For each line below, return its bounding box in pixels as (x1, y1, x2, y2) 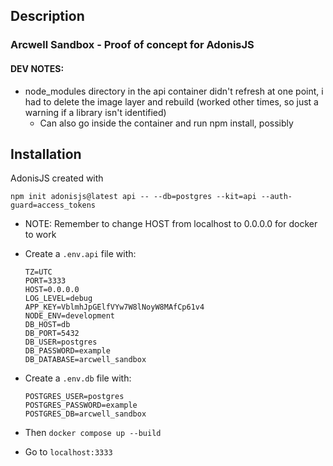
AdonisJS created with (10, 172, 104, 184)
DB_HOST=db (24, 320, 71, 330)
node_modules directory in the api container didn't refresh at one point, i (24, 85, 324, 97)
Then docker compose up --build (24, 427, 162, 439)
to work (24, 229, 57, 241)
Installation (10, 145, 82, 163)
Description (10, 8, 85, 25)
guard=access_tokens (10, 200, 97, 211)
